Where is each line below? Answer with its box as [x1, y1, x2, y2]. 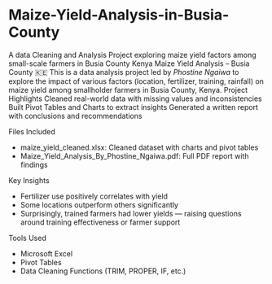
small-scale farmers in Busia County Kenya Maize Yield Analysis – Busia [8, 59, 250, 68]
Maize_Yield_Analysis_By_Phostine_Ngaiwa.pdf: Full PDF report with [20, 151, 249, 160]
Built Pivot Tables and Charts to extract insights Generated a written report [8, 102, 259, 111]
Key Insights [8, 175, 50, 185]
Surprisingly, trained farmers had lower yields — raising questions [20, 208, 242, 218]
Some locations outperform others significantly [20, 199, 179, 209]
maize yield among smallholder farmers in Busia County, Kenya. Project [8, 85, 248, 94]
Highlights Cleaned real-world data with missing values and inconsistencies [8, 94, 262, 103]
